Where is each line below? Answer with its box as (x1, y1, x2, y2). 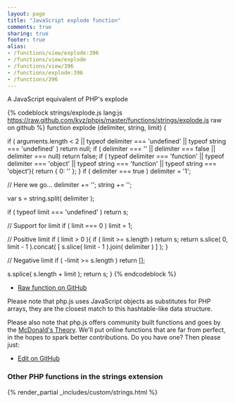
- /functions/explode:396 (7, 69, 83, 76)
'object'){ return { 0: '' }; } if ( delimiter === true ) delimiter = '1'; (7, 167, 191, 176)
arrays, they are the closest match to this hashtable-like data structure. (7, 305, 213, 313)
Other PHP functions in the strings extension (7, 372, 163, 382)
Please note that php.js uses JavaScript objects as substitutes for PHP (7, 297, 211, 306)
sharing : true (7, 30, 49, 37)
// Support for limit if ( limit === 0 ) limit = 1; (7, 222, 133, 230)
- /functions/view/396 (7, 63, 74, 70)
